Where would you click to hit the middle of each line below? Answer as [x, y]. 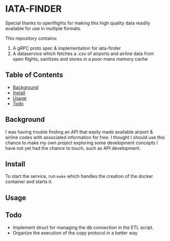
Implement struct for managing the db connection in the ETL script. [83, 227]
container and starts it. [29, 182]
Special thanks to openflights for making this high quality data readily [78, 23]
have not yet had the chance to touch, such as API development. [73, 148]
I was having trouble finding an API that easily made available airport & [79, 132]
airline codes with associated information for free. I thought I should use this [85, 137]
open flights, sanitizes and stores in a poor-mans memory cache [80, 59]
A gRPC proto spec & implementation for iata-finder [67, 48]
